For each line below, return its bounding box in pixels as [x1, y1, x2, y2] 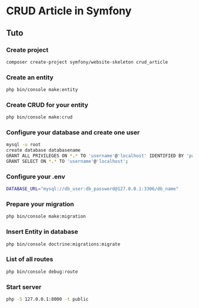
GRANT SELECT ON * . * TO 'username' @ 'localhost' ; [6, 159, 129, 165]
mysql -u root [6, 142, 41, 148]
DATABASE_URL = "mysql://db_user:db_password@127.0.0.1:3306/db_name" [6, 186, 179, 192]
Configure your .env [6, 172, 66, 181]
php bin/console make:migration [6, 213, 86, 219]
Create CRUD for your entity [6, 100, 89, 109]
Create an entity [6, 73, 54, 81]
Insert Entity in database [6, 228, 78, 236]
